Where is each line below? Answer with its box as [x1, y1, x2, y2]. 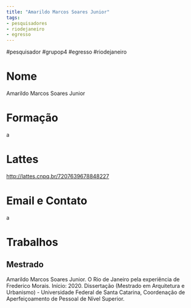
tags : [6, 15, 20, 21]
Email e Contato [6, 194, 88, 208]
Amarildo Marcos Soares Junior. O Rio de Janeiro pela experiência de [6, 275, 180, 283]
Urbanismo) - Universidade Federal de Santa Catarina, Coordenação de [6, 289, 186, 296]
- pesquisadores [6, 20, 47, 26]
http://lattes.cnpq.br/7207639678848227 [6, 172, 110, 180]
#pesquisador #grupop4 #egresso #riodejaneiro [6, 48, 127, 55]
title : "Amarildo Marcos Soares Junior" [6, 9, 110, 15]
